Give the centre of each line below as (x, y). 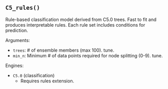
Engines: (15, 65)
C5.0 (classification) (34, 75)
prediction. (17, 30)
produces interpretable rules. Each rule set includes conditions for (75, 25)
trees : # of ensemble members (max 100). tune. (63, 50)
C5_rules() (23, 8)
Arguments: (18, 40)
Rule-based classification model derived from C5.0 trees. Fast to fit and (81, 19)
